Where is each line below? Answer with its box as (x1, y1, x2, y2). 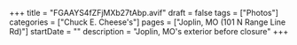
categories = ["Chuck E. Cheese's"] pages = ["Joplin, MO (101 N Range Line (9, 17, 286, 27)
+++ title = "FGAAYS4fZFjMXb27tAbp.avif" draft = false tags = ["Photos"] (9, 8, 279, 18)
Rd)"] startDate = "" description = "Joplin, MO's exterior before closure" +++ (9, 26, 289, 36)
